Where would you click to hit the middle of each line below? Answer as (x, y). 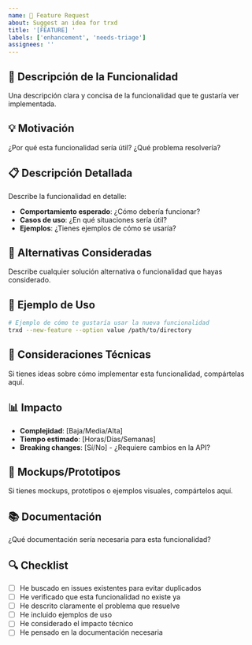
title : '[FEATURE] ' (42, 30)
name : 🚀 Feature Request (49, 15)
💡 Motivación (41, 129)
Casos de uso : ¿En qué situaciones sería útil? (93, 219)
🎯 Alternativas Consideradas (80, 252)
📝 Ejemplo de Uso (52, 305)
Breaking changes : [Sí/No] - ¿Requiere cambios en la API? (115, 447)
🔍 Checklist (38, 565)
